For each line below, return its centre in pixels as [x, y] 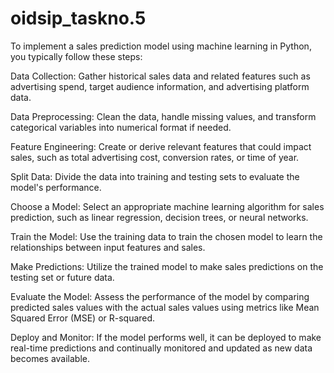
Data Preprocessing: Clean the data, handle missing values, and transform [163, 116]
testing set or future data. [62, 277]
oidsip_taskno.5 [78, 18]
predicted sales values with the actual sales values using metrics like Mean [165, 307]
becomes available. [50, 358]
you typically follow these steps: [76, 56]
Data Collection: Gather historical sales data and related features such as [160, 76]
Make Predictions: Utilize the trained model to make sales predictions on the [167, 266]
